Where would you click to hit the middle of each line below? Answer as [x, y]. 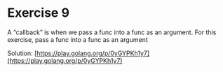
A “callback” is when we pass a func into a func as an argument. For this [112, 32]
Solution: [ [22, 53]
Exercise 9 [39, 13]
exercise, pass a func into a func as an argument [78, 39]
